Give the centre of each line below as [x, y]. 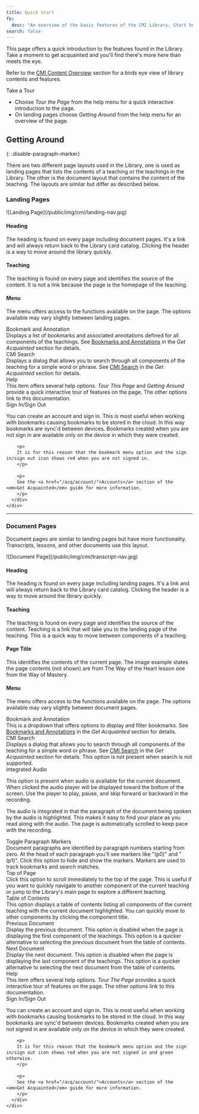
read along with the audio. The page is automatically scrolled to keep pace [97, 824]
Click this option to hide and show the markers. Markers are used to [102, 861]
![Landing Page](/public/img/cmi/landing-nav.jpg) [67, 213]
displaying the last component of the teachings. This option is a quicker [93, 961]
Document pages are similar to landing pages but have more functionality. [96, 539]
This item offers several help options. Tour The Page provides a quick [91, 980]
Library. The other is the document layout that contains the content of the [96, 178]
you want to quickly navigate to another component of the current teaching [98, 886]
